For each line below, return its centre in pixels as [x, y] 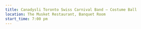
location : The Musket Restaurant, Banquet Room [56, 14]
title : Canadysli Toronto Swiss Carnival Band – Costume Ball [71, 10]
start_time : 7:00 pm [27, 19]
